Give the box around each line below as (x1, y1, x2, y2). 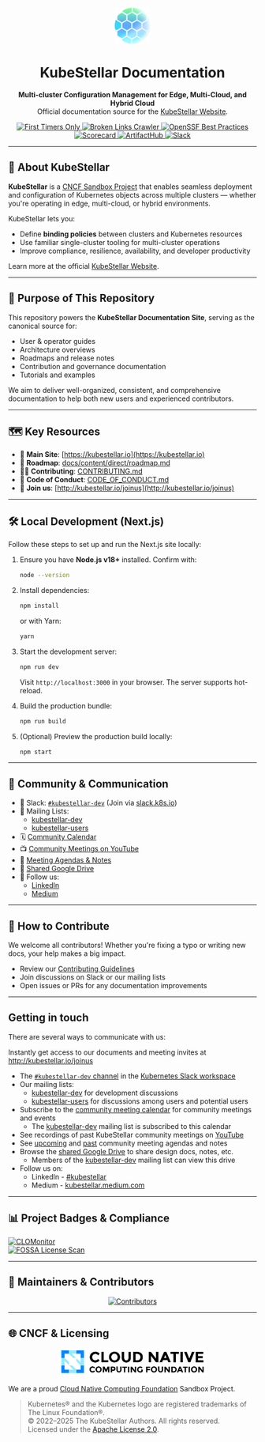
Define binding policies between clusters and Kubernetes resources (19, 229, 243, 239)
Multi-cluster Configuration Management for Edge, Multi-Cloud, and (18, 89, 247, 99)
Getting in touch (8, 1011, 89, 1025)
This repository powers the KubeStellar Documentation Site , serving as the (8, 312, 255, 322)
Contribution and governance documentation (19, 361, 166, 371)
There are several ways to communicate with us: (8, 1032, 166, 1041)
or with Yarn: (19, 616, 62, 625)
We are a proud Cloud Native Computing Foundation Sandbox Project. (8, 1384, 236, 1394)
